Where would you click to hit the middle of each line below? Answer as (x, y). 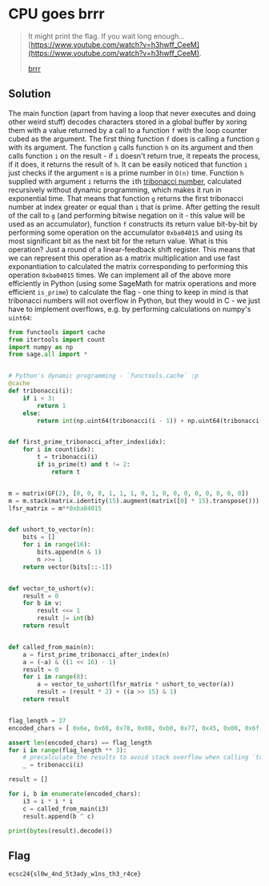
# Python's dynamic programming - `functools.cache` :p (103, 376)
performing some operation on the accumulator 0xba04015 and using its (125, 232)
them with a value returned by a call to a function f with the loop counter (128, 130)
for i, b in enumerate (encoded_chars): (75, 794)
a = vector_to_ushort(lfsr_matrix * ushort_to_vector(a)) (136, 685)
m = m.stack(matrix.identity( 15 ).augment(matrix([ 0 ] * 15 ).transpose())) (134, 501)
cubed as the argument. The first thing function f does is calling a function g (134, 139)
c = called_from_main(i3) (66, 809)
